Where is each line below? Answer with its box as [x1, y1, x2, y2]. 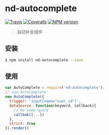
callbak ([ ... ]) [14, 112, 45, 117]
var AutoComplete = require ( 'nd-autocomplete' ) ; [5, 85, 105, 90]
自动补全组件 [16, 29, 43, 34]
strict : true [9, 121, 36, 126]
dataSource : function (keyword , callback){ [9, 103, 96, 108]
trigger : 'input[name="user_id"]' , [9, 99, 81, 104]
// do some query [14, 107, 49, 113]
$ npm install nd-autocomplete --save [5, 58, 83, 62]
